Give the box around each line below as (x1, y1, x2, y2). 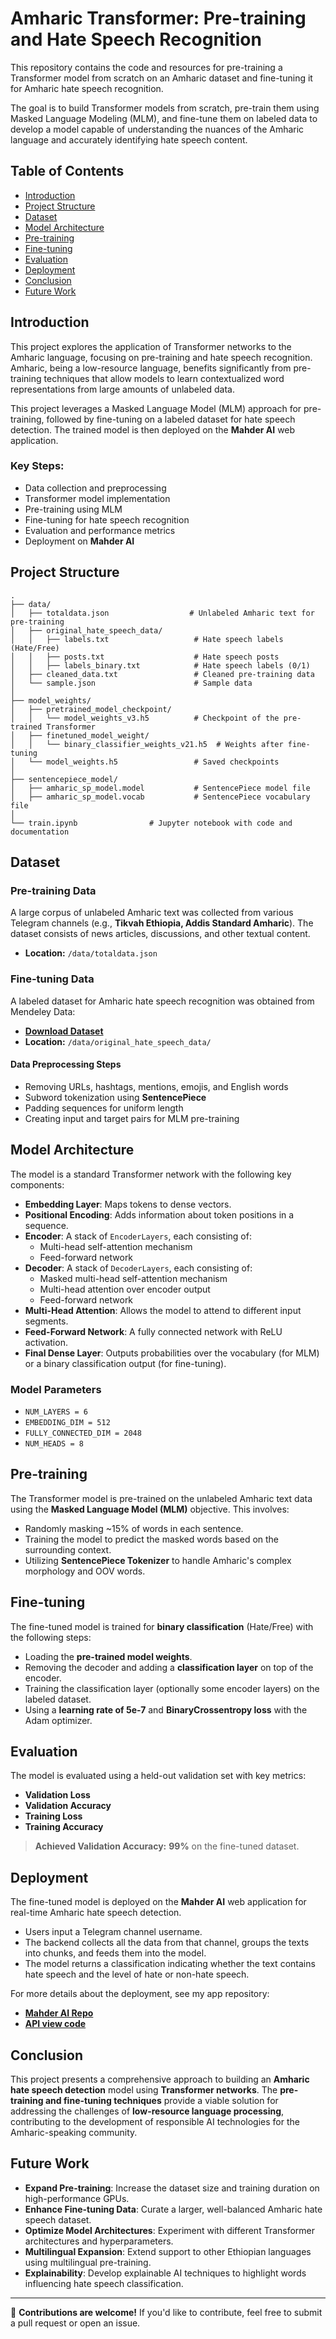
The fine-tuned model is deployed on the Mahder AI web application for (10, 1896, 307, 1908)
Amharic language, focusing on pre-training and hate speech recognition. (10, 351, 313, 363)
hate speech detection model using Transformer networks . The (10, 2084, 278, 2096)
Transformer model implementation (24, 492, 171, 504)
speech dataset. (24, 2213, 92, 2226)
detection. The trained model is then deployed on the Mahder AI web (10, 423, 296, 436)
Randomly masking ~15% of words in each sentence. (24, 1522, 244, 1534)
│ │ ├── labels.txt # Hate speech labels (10, 634, 284, 644)
